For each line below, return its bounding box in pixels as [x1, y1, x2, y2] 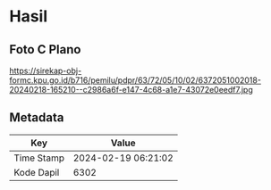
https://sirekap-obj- [9, 65, 82, 76]
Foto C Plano [9, 42, 81, 57]
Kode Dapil [13, 166, 60, 178]
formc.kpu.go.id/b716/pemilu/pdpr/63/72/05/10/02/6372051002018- [9, 75, 262, 86]
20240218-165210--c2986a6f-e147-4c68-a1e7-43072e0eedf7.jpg [9, 85, 253, 95]
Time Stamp [13, 152, 65, 164]
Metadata [9, 110, 64, 126]
